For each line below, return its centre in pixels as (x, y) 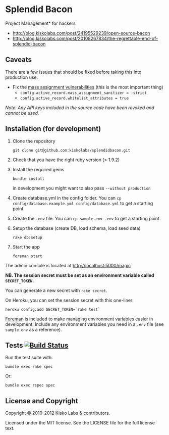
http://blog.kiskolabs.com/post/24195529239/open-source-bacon (81, 33)
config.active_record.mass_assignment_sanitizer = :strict (83, 93)
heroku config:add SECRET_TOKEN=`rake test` (53, 309)
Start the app (26, 247)
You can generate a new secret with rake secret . (56, 290)
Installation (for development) (53, 129)
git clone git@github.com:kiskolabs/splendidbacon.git (71, 150)
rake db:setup (27, 237)
